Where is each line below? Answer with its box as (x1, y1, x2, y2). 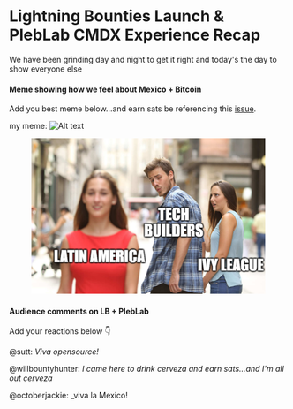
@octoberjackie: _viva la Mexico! (9, 390, 128, 401)
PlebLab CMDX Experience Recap (9, 25, 261, 45)
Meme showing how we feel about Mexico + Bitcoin (9, 84, 202, 95)
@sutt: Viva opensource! (9, 346, 100, 357)
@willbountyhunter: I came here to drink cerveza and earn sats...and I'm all (9, 364, 284, 375)
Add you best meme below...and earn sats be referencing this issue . (9, 103, 257, 114)
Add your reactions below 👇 (9, 326, 112, 337)
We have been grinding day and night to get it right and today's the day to (9, 54, 278, 64)
